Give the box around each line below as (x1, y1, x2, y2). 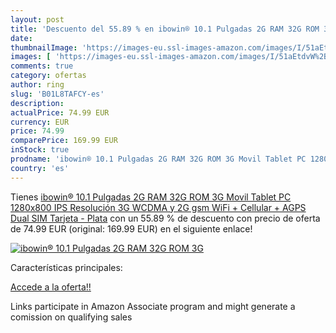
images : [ (10, 52, 52, 62)
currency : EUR (10, 117, 70, 127)
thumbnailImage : (10, 42, 78, 53)
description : (10, 98, 65, 108)
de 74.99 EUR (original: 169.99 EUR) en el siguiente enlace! (10, 222, 253, 235)
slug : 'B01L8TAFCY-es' (10, 89, 105, 99)
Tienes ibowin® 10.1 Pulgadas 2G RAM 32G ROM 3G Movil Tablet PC (10, 191, 292, 203)
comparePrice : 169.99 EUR (10, 136, 118, 146)
